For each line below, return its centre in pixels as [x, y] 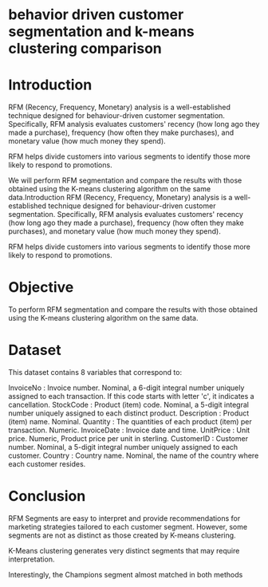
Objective [41, 288]
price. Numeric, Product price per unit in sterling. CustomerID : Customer [128, 439]
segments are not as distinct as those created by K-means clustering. [122, 535]
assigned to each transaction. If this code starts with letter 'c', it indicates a [131, 396]
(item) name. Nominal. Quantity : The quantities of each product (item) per [130, 422]
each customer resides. [47, 464]
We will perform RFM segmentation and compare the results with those [125, 180]
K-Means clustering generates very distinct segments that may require [124, 550]
